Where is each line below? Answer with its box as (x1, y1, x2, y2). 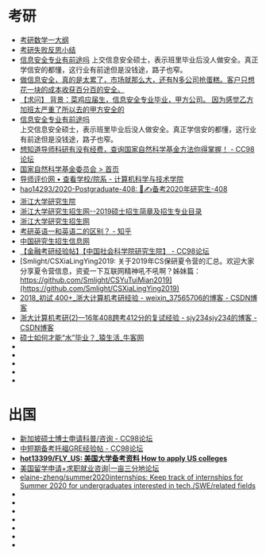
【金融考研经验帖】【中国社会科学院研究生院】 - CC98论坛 (19, 246, 210, 255)
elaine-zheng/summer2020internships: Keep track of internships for (19, 472, 244, 482)
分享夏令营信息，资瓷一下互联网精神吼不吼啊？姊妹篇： (19, 266, 201, 275)
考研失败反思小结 (19, 45, 76, 54)
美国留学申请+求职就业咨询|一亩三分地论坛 (19, 463, 160, 473)
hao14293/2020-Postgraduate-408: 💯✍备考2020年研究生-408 (19, 184, 228, 193)
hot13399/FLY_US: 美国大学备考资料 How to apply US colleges (19, 453, 228, 463)
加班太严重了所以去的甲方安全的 (19, 104, 125, 114)
